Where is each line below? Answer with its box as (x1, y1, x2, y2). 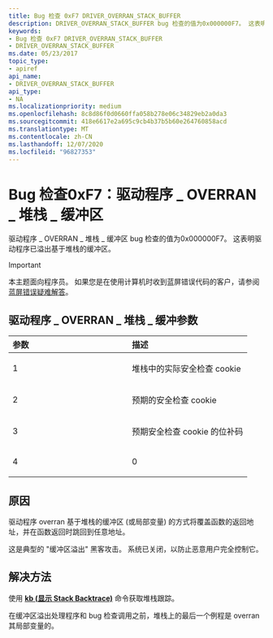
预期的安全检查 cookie (131, 394, 217, 406)
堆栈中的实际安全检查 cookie (131, 363, 241, 374)
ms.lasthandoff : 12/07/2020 (8, 140, 104, 149)
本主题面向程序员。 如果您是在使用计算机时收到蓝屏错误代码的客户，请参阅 (8, 277, 260, 287)
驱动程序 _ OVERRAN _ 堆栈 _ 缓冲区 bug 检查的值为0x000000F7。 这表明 (8, 234, 255, 244)
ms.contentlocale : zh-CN (8, 132, 93, 140)
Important (8, 261, 41, 270)
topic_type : (8, 58, 49, 66)
